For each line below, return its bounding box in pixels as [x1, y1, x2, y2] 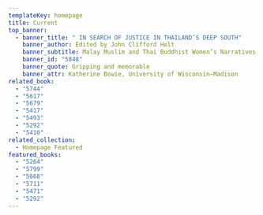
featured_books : [8, 150, 62, 158]
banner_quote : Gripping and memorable [22, 63, 150, 71]
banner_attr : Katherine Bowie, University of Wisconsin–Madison [22, 70, 239, 78]
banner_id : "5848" [22, 56, 83, 64]
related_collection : [8, 135, 77, 144]
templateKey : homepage [8, 11, 83, 20]
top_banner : [8, 26, 47, 34]
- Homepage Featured [15, 143, 83, 151]
